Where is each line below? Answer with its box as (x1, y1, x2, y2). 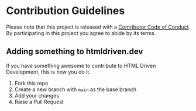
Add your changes (14, 92, 60, 99)
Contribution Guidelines (6, 4, 125, 18)
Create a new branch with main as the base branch (14, 86, 137, 93)
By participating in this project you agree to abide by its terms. (6, 29, 156, 36)
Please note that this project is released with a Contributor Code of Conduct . (6, 23, 191, 30)
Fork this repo (14, 79, 49, 86)
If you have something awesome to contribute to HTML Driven (6, 62, 156, 69)
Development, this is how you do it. (6, 68, 91, 75)
